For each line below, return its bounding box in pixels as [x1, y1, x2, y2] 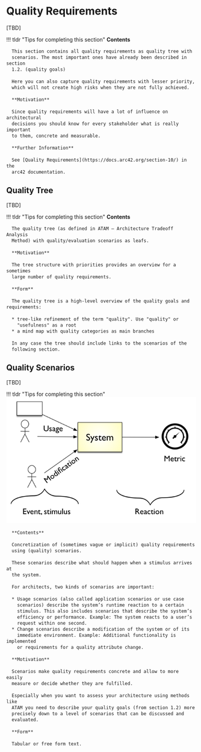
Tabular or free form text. [11, 741, 82, 747]
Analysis [6, 231, 28, 238]
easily [6, 675, 23, 681]
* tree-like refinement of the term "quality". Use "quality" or [11, 316, 179, 322]
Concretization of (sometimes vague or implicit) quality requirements [11, 542, 196, 548]
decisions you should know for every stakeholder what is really [11, 121, 179, 127]
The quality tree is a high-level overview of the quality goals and [11, 298, 190, 304]
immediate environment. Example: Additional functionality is [17, 633, 176, 639]
